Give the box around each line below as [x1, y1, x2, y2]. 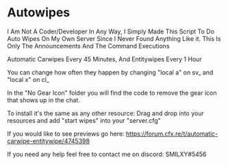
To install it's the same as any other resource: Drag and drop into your [7, 109, 204, 117]
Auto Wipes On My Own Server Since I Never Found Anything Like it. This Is [7, 34, 221, 42]
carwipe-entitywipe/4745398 [7, 136, 90, 145]
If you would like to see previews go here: [7, 130, 125, 138]
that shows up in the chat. [7, 95, 80, 104]
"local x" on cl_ [7, 75, 50, 83]
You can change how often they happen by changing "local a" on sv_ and [7, 68, 214, 76]
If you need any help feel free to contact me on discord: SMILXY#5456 [7, 150, 207, 158]
